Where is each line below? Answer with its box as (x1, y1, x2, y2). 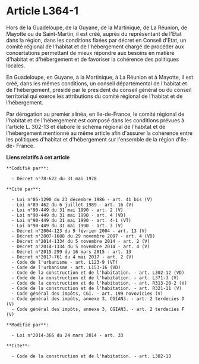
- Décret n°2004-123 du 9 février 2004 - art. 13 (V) (11, 228, 147, 234)
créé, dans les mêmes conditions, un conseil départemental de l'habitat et (6, 79, 187, 87)
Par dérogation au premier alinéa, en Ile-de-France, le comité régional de (6, 110, 185, 118)
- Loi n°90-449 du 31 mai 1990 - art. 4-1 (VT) (11, 217, 132, 223)
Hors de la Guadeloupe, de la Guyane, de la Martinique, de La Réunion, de (6, 24, 188, 31)
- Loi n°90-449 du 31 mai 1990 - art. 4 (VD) (11, 212, 127, 218)
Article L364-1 (6, 4, 79, 18)
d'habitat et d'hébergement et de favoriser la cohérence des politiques (6, 55, 179, 63)
